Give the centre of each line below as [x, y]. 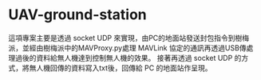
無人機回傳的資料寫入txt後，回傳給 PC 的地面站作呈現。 [121, 68]
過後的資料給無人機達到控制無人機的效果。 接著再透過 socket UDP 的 [128, 58]
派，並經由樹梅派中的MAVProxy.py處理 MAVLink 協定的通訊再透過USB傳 [127, 48]
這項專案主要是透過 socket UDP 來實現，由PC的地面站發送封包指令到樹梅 [129, 38]
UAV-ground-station [78, 15]
